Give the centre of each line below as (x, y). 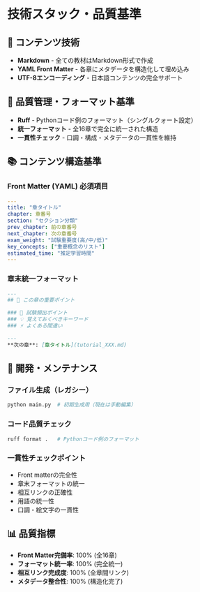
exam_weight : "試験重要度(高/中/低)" (58, 240)
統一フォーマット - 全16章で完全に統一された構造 (88, 128)
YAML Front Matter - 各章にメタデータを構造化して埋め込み (103, 69)
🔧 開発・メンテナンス (53, 368)
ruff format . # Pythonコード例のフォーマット (73, 439)
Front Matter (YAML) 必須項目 (58, 186)
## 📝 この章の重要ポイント (41, 300)
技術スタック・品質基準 (74, 14)
